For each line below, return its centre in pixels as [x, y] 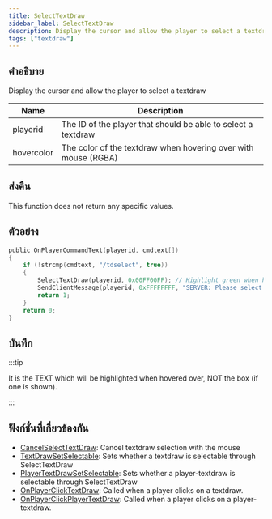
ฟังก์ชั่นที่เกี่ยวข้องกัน [49, 428]
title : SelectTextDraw [47, 16]
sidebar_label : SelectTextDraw [61, 23]
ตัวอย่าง [23, 232]
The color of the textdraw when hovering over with [157, 148]
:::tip [16, 363]
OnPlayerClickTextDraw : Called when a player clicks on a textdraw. [132, 491]
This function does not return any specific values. [91, 206]
